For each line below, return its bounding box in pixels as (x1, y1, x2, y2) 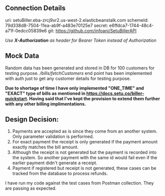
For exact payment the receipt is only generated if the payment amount (12, 139, 158, 145)
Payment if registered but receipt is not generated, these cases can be (12, 165, 157, 171)
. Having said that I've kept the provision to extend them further (26, 95, 160, 101)
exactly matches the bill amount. (12, 144, 79, 150)
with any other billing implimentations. (5, 101, 86, 107)
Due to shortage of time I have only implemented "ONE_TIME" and (5, 85, 144, 91)
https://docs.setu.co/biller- (86, 90, 145, 96)
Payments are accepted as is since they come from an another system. (12, 129, 158, 134)
